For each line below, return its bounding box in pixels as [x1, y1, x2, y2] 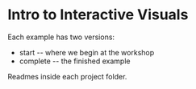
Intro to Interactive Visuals [7, 6, 189, 24]
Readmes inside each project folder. [7, 71, 127, 81]
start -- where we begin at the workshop [19, 47, 155, 57]
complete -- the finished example [19, 56, 131, 66]
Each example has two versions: [7, 32, 115, 42]
